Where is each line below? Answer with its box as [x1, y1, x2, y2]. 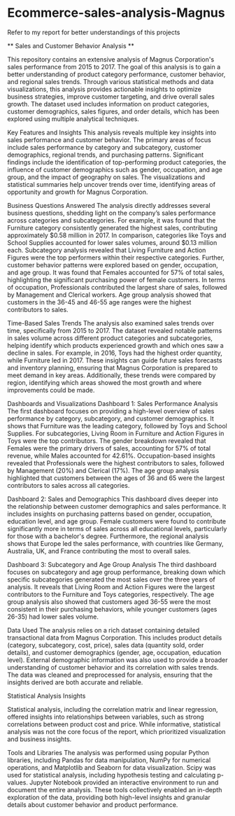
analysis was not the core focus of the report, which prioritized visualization [7, 727, 226, 736]
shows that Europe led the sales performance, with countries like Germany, [7, 539, 224, 547]
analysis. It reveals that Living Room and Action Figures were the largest [7, 582, 215, 591]
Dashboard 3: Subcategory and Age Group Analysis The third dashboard [7, 560, 217, 568]
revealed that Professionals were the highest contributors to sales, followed [7, 458, 225, 467]
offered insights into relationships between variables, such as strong [7, 712, 204, 721]
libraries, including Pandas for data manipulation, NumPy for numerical [7, 756, 211, 764]
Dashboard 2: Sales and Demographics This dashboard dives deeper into [7, 495, 219, 503]
